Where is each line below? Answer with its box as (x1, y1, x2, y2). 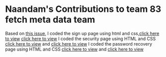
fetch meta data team (5, 14, 95, 25)
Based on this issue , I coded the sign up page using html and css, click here (5, 30, 160, 36)
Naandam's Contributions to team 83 (5, 3, 162, 15)
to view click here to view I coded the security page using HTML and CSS (5, 36, 156, 42)
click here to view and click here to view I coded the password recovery (5, 41, 153, 47)
